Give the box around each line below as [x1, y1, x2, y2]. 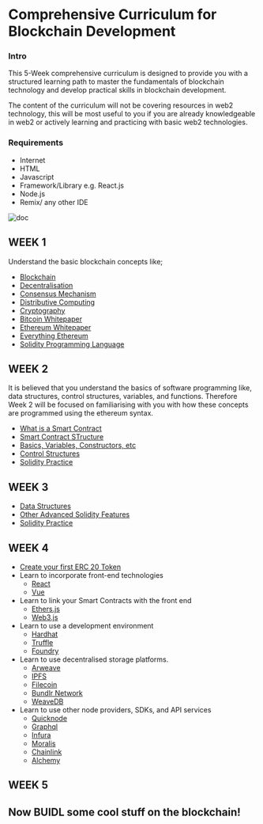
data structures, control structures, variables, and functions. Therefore [8, 392, 238, 401]
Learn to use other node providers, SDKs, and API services [19, 705, 212, 715]
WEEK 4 [8, 541, 49, 555]
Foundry [31, 647, 59, 656]
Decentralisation [19, 280, 73, 290]
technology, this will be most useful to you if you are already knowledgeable [8, 109, 256, 119]
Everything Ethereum [19, 331, 88, 340]
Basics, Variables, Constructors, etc [19, 441, 137, 450]
